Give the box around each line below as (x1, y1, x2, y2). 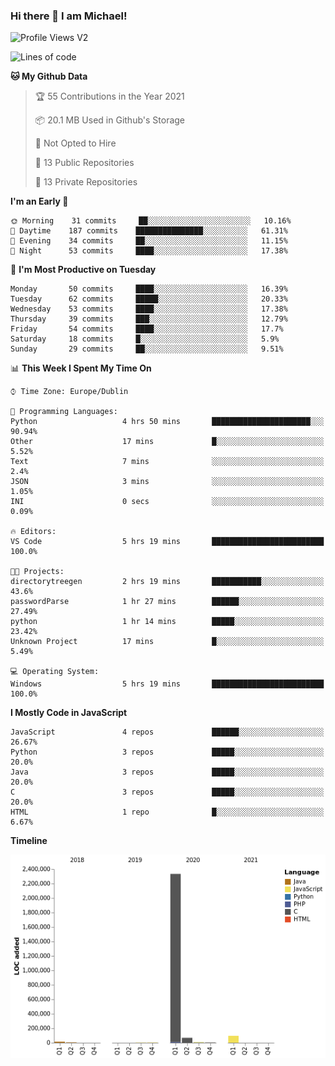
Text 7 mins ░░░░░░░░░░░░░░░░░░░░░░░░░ (10, 457, 325, 467)
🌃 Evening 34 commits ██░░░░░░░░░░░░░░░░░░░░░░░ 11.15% (10, 236, 288, 246)
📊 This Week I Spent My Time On (10, 362, 152, 374)
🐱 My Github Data (10, 70, 88, 83)
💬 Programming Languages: (10, 407, 118, 417)
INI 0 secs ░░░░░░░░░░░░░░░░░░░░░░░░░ (10, 497, 325, 507)
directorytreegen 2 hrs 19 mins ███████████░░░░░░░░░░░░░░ (10, 577, 325, 587)
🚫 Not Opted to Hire (34, 137, 117, 149)
